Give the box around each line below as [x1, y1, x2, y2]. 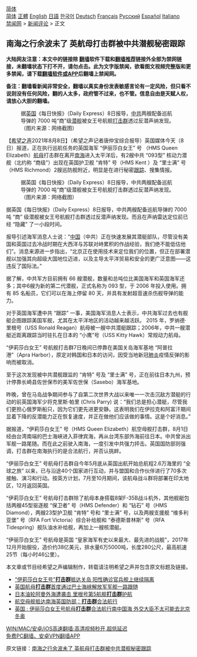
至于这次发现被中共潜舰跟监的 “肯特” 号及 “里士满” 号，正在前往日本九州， [6, 371, 186, 378]
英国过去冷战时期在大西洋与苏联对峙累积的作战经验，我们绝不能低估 [16, 240, 181, 247]
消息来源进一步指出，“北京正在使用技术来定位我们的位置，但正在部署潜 [18, 248, 191, 255]
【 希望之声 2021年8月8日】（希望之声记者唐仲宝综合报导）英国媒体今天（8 [6, 137, 184, 144]
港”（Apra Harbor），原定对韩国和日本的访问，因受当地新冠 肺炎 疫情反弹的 [6, 351, 185, 358]
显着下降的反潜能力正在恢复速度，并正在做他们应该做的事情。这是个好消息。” [6, 413, 191, 420]
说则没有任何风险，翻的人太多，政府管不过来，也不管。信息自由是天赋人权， [6, 90, 191, 97]
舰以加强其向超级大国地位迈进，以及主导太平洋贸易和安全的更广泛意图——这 [6, 255, 191, 262]
